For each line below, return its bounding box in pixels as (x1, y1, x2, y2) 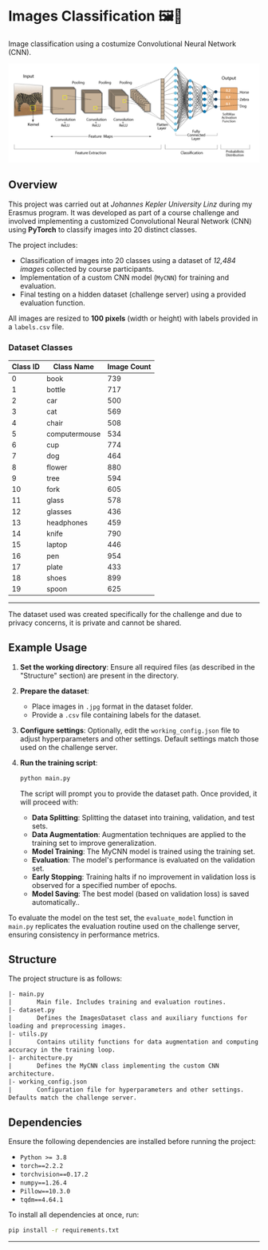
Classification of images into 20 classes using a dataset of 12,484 (19, 255, 237, 265)
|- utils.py (8, 1030, 48, 1038)
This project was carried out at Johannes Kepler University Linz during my (8, 199, 253, 209)
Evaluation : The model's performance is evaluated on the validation (31, 855, 255, 864)
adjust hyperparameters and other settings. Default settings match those (19, 733, 259, 743)
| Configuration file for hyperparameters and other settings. (8, 1086, 245, 1094)
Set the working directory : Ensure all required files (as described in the (19, 662, 255, 671)
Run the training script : (19, 757, 98, 767)
